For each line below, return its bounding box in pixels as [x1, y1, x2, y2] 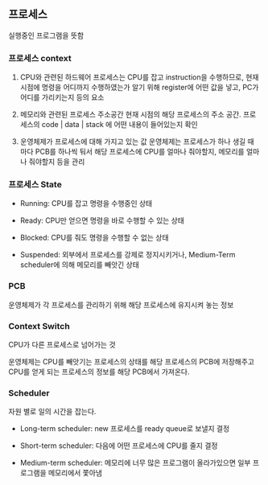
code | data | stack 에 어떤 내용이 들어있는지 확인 [41, 120, 199, 129]
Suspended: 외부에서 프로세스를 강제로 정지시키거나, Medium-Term [19, 250, 236, 260]
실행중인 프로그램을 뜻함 [8, 31, 85, 40]
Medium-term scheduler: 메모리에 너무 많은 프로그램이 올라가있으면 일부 [19, 458, 251, 468]
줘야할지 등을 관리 [28, 157, 85, 166]
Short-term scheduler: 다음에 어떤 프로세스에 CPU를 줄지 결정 [19, 441, 218, 450]
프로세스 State [8, 179, 62, 191]
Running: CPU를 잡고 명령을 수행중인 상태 [19, 199, 153, 208]
